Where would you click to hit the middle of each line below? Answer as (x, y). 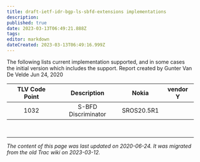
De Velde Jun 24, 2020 (35, 74)
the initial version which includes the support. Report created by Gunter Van (99, 68)
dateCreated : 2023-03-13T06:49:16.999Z (56, 45)
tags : (13, 34)
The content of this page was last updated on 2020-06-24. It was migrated (99, 146)
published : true (27, 23)
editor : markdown (28, 39)
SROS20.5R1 (140, 110)
